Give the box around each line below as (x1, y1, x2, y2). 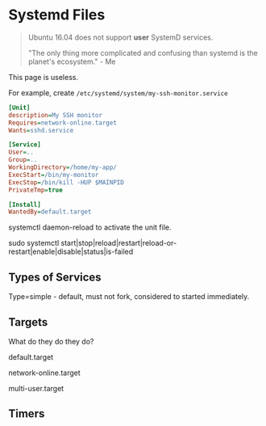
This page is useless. (8, 72, 79, 82)
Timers (8, 407, 45, 421)
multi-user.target (8, 383, 64, 393)
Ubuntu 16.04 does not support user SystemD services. (27, 32, 214, 42)
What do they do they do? (8, 336, 94, 346)
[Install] (8, 200, 42, 209)
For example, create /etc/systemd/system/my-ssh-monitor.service (8, 87, 228, 98)
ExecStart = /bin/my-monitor (8, 171, 99, 179)
